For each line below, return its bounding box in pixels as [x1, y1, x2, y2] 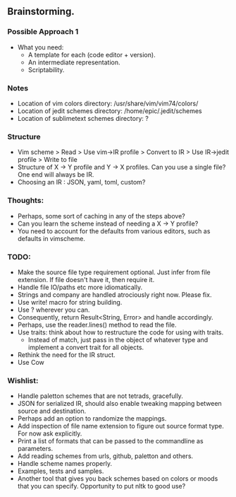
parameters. [17, 445, 54, 453]
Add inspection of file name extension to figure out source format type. [17, 422, 224, 431]
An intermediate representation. [27, 58, 120, 66]
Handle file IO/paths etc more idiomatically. [17, 283, 143, 291]
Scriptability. [27, 65, 65, 74]
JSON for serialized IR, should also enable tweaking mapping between [17, 399, 222, 408]
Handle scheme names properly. [17, 460, 113, 468]
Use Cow [17, 358, 44, 366]
